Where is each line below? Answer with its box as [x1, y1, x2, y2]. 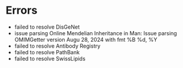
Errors [5, 4, 37, 17]
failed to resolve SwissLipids [14, 55, 86, 62]
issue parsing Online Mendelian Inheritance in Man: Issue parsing [14, 29, 178, 36]
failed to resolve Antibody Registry [14, 42, 101, 50]
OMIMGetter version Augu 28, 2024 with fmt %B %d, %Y [14, 36, 158, 43]
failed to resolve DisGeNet [14, 23, 80, 30]
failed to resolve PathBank [14, 48, 80, 55]
